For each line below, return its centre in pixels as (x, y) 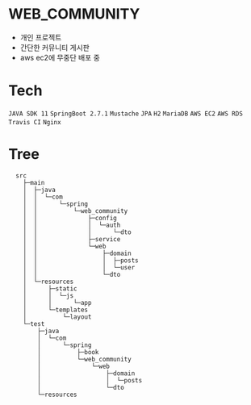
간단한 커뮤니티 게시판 (55, 47)
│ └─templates (56, 310)
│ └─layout (57, 317)
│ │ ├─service (72, 239)
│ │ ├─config (70, 218)
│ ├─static (50, 288)
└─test (34, 324)
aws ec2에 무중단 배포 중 (60, 57)
